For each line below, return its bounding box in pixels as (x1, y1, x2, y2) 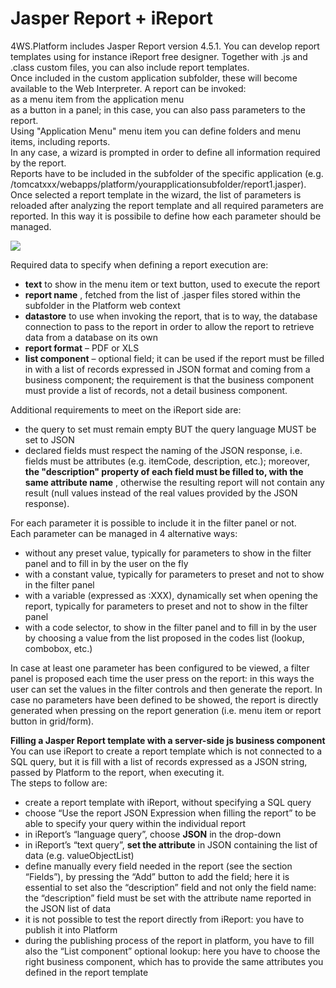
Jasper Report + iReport (10, 7, 214, 30)
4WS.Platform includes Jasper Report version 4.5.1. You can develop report (10, 40, 320, 52)
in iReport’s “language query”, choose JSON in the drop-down (24, 828, 282, 840)
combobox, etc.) (24, 642, 93, 654)
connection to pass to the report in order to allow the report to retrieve (24, 320, 315, 332)
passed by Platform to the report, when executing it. (10, 766, 225, 778)
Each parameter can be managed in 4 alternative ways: (10, 527, 238, 539)
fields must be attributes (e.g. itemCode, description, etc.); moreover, (24, 455, 311, 467)
